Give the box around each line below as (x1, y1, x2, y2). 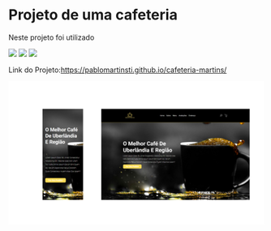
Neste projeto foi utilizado (8, 32, 95, 42)
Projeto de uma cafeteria (8, 6, 179, 24)
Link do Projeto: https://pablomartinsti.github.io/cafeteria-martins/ (8, 65, 227, 75)
